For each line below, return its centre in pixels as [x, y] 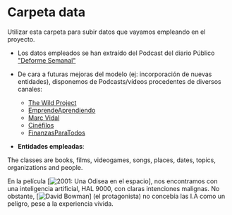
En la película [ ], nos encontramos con [112, 181]
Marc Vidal [44, 118]
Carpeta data [47, 12]
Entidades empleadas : [51, 146]
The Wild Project [52, 102]
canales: [30, 89]
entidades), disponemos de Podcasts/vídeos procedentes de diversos [119, 81]
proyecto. [21, 39]
